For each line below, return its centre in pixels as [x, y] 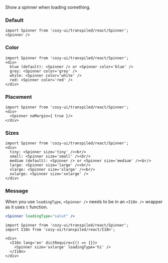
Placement [19, 97]
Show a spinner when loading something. [48, 7]
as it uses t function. [27, 207]
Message [17, 191]
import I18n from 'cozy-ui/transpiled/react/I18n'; [60, 230]
